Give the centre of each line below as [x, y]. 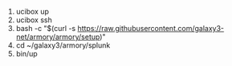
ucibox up [33, 12]
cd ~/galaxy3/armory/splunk [63, 45]
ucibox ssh [34, 20]
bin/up [26, 54]
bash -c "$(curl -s [46, 28]
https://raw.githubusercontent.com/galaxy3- [151, 28]
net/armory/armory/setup [58, 37]
